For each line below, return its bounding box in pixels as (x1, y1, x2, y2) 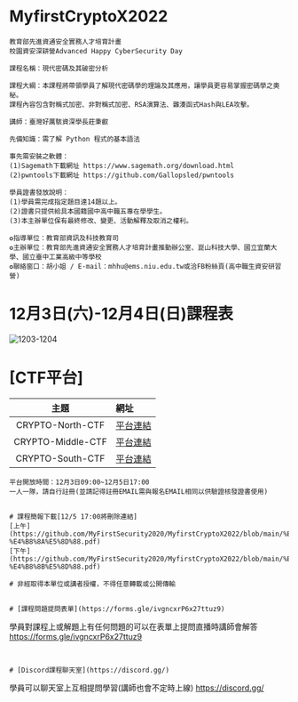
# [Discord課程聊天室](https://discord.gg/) (9, 666, 170, 674)
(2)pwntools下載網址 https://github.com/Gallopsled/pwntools (9, 171, 235, 180)
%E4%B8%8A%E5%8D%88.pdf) (9, 537, 101, 546)
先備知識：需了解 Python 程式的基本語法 (9, 134, 140, 143)
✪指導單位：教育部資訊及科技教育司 (9, 233, 120, 242)
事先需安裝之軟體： (9, 151, 69, 161)
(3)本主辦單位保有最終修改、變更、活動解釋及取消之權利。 (9, 216, 193, 225)
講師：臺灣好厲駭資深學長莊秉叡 (9, 117, 109, 126)
